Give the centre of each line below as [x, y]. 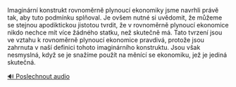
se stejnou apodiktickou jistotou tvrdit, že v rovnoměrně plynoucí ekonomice [118, 25]
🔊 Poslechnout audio [39, 76]
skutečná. [22, 62]
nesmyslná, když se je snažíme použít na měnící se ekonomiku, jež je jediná [117, 55]
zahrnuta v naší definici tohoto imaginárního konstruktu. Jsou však [104, 47]
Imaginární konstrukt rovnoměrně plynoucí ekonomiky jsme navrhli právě [113, 10]
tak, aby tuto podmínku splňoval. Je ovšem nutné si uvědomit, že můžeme [115, 18]
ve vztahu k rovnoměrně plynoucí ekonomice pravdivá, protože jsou [106, 40]
